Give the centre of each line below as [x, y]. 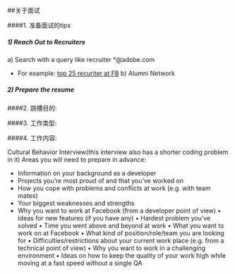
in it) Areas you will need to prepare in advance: [77, 159]
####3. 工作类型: [32, 123]
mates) [28, 195]
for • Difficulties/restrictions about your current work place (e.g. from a [121, 240]
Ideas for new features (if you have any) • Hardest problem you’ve [114, 218]
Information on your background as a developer [87, 173]
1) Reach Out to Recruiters [47, 42]
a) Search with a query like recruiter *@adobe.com [81, 59]
